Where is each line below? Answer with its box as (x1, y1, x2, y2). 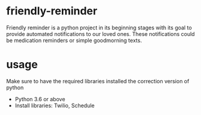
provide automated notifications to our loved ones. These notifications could (6, 30, 195, 37)
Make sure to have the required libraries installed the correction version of (6, 77, 190, 84)
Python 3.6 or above (14, 95, 65, 102)
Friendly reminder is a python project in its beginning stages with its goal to (6, 24, 192, 31)
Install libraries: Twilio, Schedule (14, 102, 95, 109)
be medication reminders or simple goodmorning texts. (6, 37, 142, 44)
